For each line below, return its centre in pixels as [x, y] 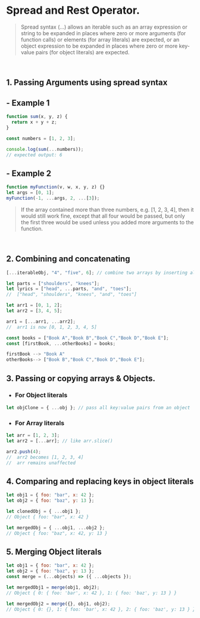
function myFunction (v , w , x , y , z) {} [56, 187]
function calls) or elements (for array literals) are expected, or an [100, 39]
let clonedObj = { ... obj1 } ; [44, 511]
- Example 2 [29, 173]
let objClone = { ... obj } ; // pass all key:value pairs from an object [98, 407]
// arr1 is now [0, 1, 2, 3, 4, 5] [51, 327]
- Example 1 [28, 103]
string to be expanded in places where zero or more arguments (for [103, 33]
